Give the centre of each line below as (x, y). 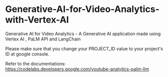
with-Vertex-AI (37, 20)
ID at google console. (27, 54)
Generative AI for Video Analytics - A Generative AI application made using (83, 33)
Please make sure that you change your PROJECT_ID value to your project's (84, 48)
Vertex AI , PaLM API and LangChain (43, 39)
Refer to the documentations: (36, 63)
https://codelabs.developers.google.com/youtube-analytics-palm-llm (77, 69)
